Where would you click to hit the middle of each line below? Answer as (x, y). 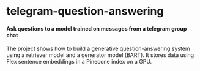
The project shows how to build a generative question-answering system (98, 49)
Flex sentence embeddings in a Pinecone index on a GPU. (79, 62)
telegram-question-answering (85, 11)
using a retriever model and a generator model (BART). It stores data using (100, 55)
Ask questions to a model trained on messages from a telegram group (97, 28)
